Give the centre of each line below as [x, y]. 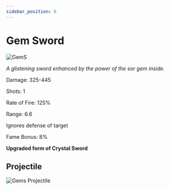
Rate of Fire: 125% [28, 102]
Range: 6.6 [19, 114]
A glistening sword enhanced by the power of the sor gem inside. [86, 68]
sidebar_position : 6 [32, 11]
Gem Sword [35, 40]
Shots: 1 [16, 91]
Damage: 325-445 [29, 79]
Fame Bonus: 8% [27, 136]
